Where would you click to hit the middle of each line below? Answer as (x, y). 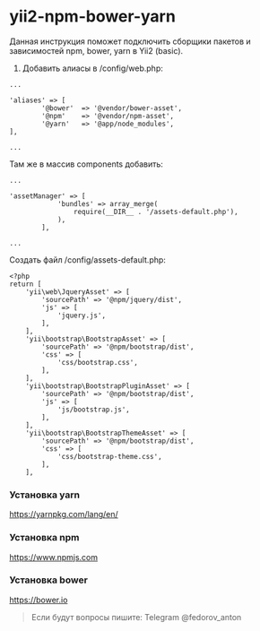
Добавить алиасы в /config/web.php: (93, 68)
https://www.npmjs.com (54, 557)
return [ (26, 284)
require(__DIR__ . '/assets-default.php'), (156, 212)
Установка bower (48, 580)
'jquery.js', (81, 315)
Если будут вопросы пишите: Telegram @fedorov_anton (136, 617)
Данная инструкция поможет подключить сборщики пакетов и (130, 41)
